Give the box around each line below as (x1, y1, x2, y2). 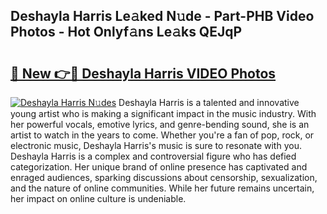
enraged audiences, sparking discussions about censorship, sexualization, (10, 172, 318, 183)
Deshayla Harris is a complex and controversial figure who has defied (10, 150, 297, 162)
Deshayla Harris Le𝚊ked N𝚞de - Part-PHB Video (10, 8, 315, 25)
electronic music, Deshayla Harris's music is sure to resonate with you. (10, 140, 302, 151)
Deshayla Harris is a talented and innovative (118, 97, 300, 108)
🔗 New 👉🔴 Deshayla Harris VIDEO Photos (10, 65, 277, 82)
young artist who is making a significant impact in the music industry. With (10, 108, 317, 119)
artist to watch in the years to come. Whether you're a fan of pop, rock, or (10, 129, 315, 141)
